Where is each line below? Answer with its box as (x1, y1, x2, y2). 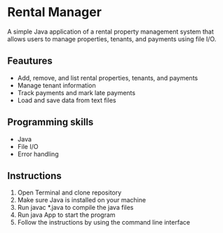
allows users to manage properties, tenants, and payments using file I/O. (7, 34, 217, 43)
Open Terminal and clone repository (17, 188, 122, 197)
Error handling (17, 150, 59, 158)
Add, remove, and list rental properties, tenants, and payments (17, 73, 198, 82)
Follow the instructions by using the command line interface (17, 218, 191, 227)
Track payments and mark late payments (17, 88, 135, 97)
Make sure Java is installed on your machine (17, 196, 146, 204)
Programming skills (7, 116, 94, 128)
